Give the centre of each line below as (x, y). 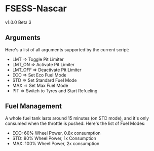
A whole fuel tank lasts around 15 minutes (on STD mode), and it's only (77, 118)
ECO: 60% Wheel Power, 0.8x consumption (57, 133)
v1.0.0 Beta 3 (18, 22)
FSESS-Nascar (36, 9)
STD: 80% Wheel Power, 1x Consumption (54, 138)
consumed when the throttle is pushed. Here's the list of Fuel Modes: (75, 123)
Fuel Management (34, 106)
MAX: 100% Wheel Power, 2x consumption (56, 143)
